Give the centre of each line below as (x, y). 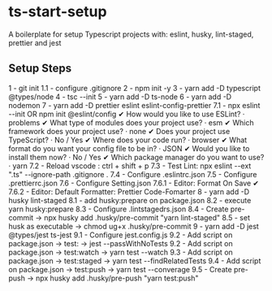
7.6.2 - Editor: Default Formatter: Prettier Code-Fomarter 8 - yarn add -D (129, 191)
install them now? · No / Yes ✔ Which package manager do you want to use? (136, 157)
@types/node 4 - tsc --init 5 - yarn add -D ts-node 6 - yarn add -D (120, 97)
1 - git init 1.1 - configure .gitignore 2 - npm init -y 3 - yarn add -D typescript (135, 88)
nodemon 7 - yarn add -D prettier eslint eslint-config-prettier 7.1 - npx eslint (134, 105)
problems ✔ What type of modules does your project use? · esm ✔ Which (131, 122)
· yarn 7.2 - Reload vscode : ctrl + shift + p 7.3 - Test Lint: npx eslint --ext (130, 166)
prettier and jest (35, 42)
